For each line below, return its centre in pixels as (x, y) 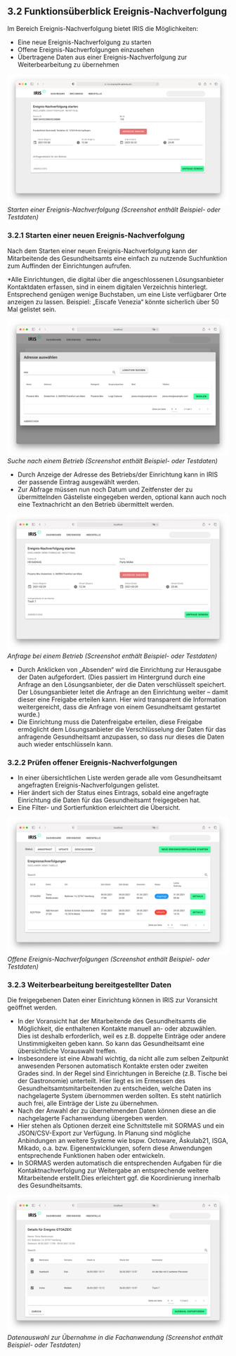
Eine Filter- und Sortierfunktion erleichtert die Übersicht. (99, 808)
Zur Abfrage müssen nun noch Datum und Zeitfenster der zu (105, 489)
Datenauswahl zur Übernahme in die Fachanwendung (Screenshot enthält (115, 1337)
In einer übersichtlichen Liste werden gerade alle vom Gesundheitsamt (119, 778)
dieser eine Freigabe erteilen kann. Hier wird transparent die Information (122, 699)
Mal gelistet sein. (32, 309)
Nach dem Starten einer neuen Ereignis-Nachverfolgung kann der (103, 251)
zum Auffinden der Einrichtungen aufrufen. (69, 266)
